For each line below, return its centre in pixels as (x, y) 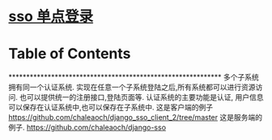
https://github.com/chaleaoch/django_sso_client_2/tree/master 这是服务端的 (136, 117)
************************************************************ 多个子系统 (134, 77)
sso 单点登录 (51, 16)
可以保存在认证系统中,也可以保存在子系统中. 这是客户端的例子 (111, 107)
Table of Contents (70, 54)
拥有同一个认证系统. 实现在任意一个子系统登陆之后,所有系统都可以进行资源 (132, 87)
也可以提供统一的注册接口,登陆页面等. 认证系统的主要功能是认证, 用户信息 (141, 97)
